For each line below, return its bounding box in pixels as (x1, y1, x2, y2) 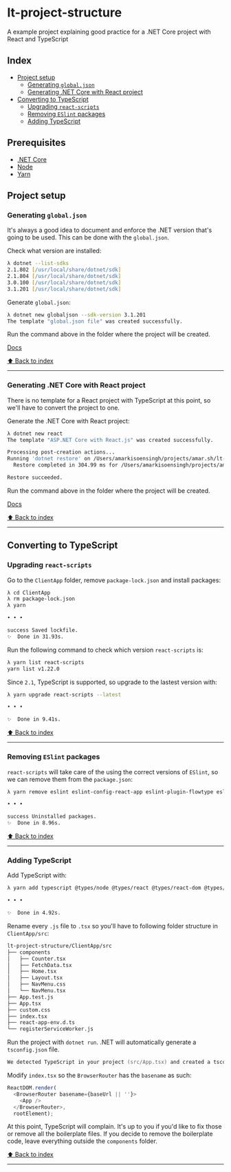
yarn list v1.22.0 (7, 665, 60, 672)
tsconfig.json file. (7, 1045, 60, 1054)
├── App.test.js (7, 993, 54, 1001)
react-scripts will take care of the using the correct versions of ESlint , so (7, 767, 219, 776)
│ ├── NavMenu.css (7, 981, 67, 988)
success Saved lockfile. (7, 627, 78, 634)
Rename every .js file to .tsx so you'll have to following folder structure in (7, 921, 218, 930)
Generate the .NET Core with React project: (7, 416, 130, 425)
